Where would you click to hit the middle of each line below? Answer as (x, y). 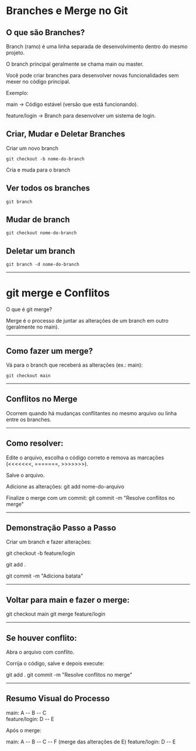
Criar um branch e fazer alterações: (49, 542)
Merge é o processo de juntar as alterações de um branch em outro (87, 321)
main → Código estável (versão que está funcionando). (72, 104)
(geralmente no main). (33, 327)
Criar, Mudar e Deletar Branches (66, 134)
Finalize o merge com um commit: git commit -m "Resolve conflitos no (90, 498)
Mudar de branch (38, 220)
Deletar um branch (41, 251)
